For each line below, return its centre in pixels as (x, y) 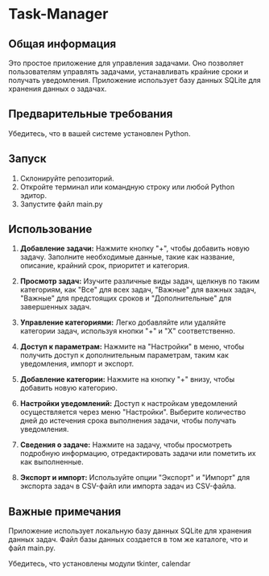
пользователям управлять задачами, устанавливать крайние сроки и (128, 72)
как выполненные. (52, 462)
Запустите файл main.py (61, 204)
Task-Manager (58, 14)
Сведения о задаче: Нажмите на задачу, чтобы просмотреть (126, 445)
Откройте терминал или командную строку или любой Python (127, 187)
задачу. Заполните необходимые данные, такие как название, (127, 257)
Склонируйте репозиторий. (67, 178)
